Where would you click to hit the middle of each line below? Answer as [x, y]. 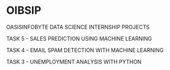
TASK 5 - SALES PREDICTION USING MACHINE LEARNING [79, 38]
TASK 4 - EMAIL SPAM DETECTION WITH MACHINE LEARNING [85, 50]
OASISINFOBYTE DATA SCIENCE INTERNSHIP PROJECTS [78, 27]
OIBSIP [24, 10]
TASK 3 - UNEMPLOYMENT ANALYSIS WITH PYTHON [74, 62]
